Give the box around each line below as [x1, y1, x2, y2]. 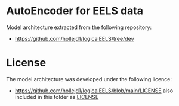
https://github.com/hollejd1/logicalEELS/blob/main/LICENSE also [14, 87, 174, 94]
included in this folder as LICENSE [14, 93, 99, 100]
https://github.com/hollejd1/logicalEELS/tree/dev [14, 35, 134, 42]
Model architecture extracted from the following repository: [6, 24, 152, 31]
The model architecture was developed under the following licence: [6, 75, 172, 82]
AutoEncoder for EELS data [6, 4, 144, 18]
